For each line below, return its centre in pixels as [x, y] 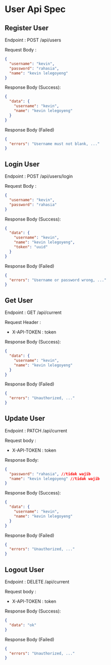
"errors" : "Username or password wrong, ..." [58, 280]
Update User [25, 419]
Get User [19, 300]
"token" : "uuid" [31, 247]
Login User [22, 164]
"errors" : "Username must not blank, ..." [54, 144]
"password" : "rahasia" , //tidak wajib [50, 474]
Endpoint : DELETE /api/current [37, 582]
